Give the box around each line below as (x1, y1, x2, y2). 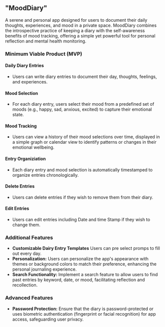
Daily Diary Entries (5, 63, 44, 69)
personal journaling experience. (12, 266, 77, 272)
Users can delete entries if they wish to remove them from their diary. (12, 194, 154, 200)
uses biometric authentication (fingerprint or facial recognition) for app (12, 311, 156, 317)
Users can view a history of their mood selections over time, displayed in (12, 134, 160, 140)
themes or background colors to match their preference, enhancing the (12, 261, 157, 267)
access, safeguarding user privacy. (12, 316, 84, 322)
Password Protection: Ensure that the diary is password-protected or (12, 306, 154, 312)
